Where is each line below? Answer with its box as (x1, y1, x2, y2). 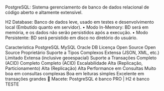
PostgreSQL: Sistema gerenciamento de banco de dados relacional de (5, 4, 150, 10)
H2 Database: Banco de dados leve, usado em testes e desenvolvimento (5, 19, 154, 25)
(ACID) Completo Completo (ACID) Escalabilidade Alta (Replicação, (5, 60, 143, 66)
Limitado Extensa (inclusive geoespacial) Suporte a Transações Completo (5, 55, 157, 61)
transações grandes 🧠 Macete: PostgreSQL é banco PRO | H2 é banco (5, 76, 150, 82)
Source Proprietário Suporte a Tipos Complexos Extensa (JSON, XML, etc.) (5, 49, 160, 55)
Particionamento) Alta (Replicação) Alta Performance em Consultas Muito (5, 65, 156, 71)
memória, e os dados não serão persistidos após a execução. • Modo (5, 30, 148, 35)
